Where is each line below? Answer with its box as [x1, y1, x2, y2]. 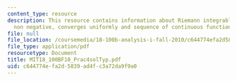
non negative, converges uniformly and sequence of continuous [13, 23, 203, 30]
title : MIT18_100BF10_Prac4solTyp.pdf [7, 56, 121, 63]
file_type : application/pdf [7, 43, 90, 50]
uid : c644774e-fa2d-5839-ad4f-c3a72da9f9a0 [7, 63, 138, 70]
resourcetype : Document [7, 50, 78, 57]
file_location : [7, 37, 52, 44]
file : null [7, 30, 39, 37]
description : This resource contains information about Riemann [7, 17, 200, 24]
